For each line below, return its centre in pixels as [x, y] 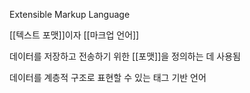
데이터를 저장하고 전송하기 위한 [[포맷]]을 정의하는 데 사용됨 [125, 56]
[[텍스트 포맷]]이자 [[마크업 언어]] [74, 35]
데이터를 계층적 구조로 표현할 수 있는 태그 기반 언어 [108, 77]
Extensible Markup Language [70, 14]
